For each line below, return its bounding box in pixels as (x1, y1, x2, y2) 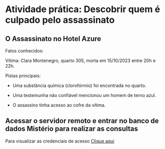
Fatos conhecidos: (5, 48, 44, 54)
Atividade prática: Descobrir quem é (5, 4, 160, 15)
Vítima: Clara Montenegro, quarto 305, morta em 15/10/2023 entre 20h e (5, 58, 156, 64)
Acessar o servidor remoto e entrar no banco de (5, 117, 159, 125)
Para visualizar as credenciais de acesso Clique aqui (5, 138, 115, 144)
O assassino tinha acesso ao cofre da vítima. (12, 102, 106, 108)
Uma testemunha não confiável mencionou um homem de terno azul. (12, 92, 156, 98)
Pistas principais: (5, 73, 41, 79)
